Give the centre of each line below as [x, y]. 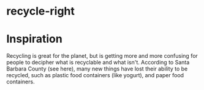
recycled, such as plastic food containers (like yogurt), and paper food [95, 75]
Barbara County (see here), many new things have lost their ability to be [97, 69]
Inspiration [34, 39]
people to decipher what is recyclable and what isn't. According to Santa [98, 63]
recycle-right [41, 11]
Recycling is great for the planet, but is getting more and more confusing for [102, 56]
